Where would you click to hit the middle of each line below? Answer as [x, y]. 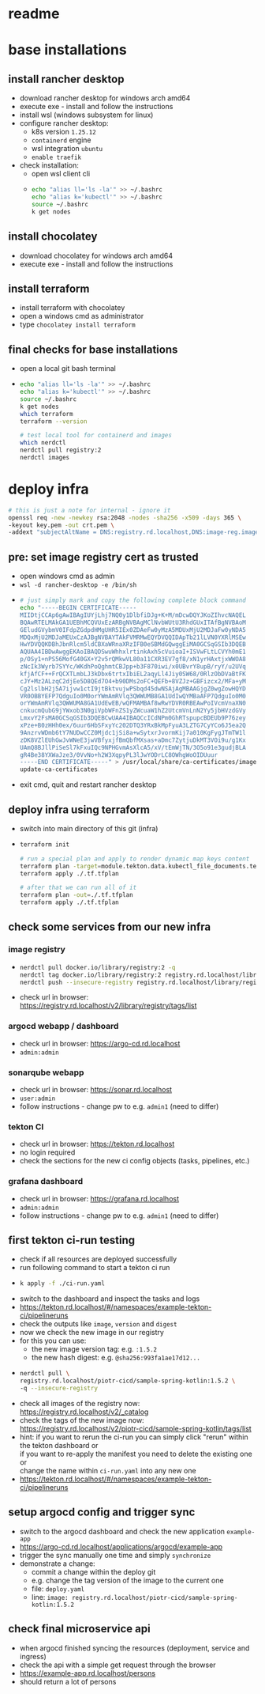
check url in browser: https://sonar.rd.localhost [95, 1089]
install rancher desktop [66, 79]
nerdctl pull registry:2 [60, 450]
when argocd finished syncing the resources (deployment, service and [134, 1648]
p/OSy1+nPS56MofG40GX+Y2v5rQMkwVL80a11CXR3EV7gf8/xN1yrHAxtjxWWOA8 [132, 660]
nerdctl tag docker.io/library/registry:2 [90, 975]
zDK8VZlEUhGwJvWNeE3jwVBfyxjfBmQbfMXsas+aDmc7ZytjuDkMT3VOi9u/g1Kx [132, 740]
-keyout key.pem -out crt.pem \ [61, 525]
